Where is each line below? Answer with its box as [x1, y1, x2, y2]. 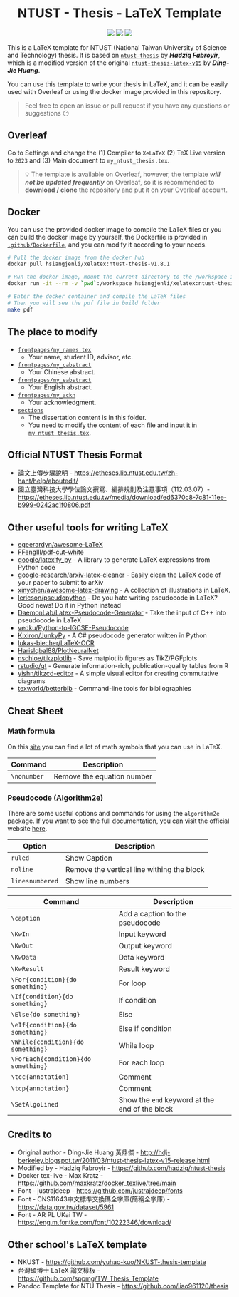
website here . [7, 824, 48, 833]
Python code [17, 563, 55, 572]
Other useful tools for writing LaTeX [7, 521, 169, 533]
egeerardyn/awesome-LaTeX [17, 540, 103, 549]
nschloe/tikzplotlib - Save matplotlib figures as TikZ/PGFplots [17, 654, 198, 662]
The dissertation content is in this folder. [28, 413, 147, 421]
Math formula [7, 726, 55, 736]
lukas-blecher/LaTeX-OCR [17, 639, 95, 647]
